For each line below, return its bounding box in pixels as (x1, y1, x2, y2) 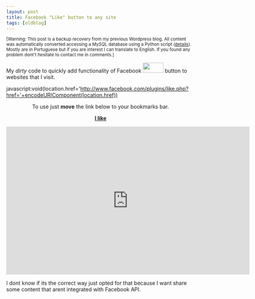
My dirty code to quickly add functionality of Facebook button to (6, 67, 187, 75)
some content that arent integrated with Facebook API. (6, 286, 141, 293)
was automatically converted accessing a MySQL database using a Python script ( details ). (6, 41, 192, 48)
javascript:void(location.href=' (6, 85, 81, 93)
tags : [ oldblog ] (6, 20, 47, 26)
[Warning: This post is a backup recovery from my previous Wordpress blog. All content (6, 36, 187, 42)
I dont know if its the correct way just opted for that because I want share (6, 279, 187, 287)
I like (95, 115, 107, 122)
